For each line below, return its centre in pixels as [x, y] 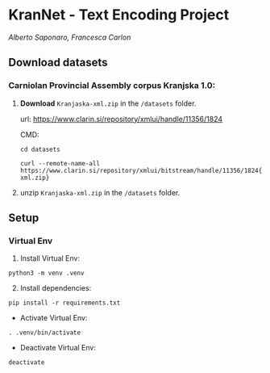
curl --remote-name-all [60, 163]
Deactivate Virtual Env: [58, 348]
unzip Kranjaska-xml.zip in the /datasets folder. [100, 192]
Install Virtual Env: [50, 258]
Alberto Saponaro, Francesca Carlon [70, 37]
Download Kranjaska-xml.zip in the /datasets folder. [108, 103]
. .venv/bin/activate [45, 333]
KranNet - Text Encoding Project [119, 15]
